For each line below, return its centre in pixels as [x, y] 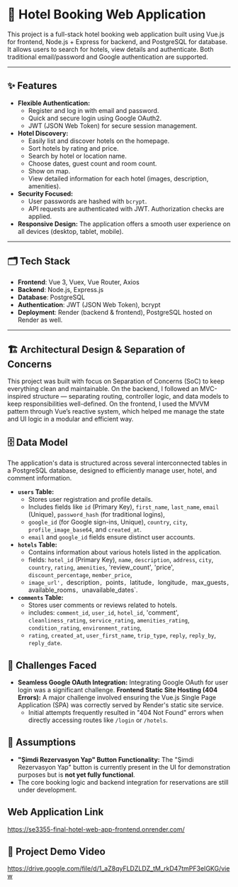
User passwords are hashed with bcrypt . [87, 201]
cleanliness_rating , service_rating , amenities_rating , [109, 620]
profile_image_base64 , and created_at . [85, 529]
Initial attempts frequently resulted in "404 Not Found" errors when [126, 713]
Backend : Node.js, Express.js [61, 289]
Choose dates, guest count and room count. [92, 163]
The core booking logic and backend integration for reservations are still [123, 782]
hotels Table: [38, 545]
